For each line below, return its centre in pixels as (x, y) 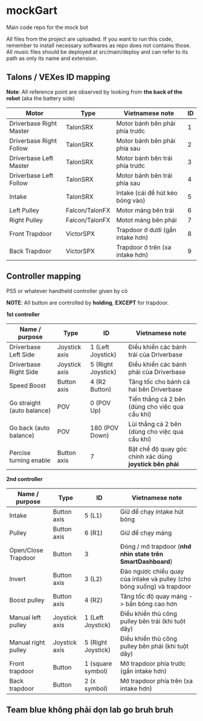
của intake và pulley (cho (156, 579)
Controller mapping (44, 276)
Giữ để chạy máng (146, 532)
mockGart (32, 11)
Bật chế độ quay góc (158, 449)
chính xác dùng (150, 456)
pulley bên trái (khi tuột (153, 621)
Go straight (25, 403)
